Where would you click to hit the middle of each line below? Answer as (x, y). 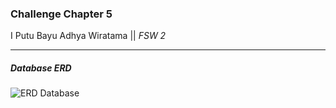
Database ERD (41, 68)
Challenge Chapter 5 (61, 14)
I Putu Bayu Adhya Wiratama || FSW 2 (88, 36)
